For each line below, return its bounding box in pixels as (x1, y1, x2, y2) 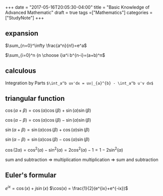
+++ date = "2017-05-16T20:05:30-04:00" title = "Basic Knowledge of (5, 4, 150, 10)
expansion (5, 29, 39, 38)
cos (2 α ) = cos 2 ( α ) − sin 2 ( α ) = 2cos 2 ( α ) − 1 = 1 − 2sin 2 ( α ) (5, 146, 123, 153)
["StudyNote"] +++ (5, 15, 44, 20)
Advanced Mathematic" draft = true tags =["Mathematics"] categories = (5, 9, 153, 15)
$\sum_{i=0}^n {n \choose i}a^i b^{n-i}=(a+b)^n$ (5, 52, 105, 58)
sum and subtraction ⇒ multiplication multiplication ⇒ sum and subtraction (5, 157, 159, 163)
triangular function (5, 94, 65, 103)
